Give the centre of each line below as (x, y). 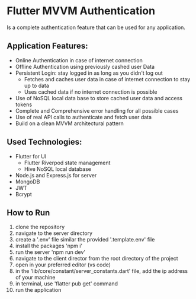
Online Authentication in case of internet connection (79, 60)
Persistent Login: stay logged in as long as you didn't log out (89, 73)
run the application (38, 290)
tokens (23, 104)
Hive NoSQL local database (57, 169)
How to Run (28, 213)
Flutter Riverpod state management (67, 163)
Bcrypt (23, 194)
